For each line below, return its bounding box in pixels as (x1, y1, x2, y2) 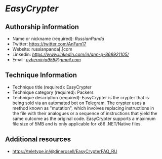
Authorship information (5, 23, 79, 31)
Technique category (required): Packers (12, 89, 94, 95)
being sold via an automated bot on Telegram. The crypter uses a (12, 100, 146, 106)
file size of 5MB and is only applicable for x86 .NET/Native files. (12, 120, 142, 126)
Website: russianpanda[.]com (12, 46, 73, 52)
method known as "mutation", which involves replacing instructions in (12, 105, 154, 111)
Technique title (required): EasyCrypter (12, 84, 92, 90)
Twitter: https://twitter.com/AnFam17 (12, 41, 86, 47)
